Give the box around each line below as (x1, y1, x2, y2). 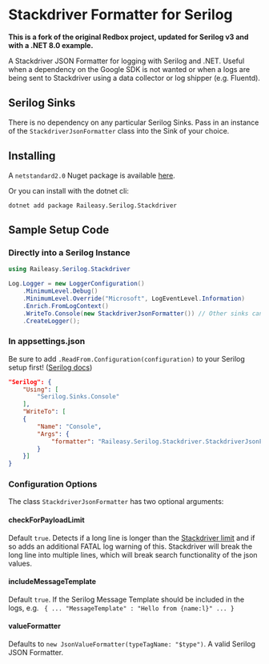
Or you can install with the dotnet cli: (8, 186, 130, 195)
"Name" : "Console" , (37, 422, 102, 430)
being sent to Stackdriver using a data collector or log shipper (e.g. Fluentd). (8, 73, 260, 82)
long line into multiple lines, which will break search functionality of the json (8, 550, 258, 559)
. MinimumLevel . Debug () (22, 287, 98, 295)
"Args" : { (37, 430, 70, 438)
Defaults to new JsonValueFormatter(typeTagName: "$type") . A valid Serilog (8, 639, 256, 649)
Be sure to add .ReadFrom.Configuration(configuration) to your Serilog (8, 354, 246, 363)
